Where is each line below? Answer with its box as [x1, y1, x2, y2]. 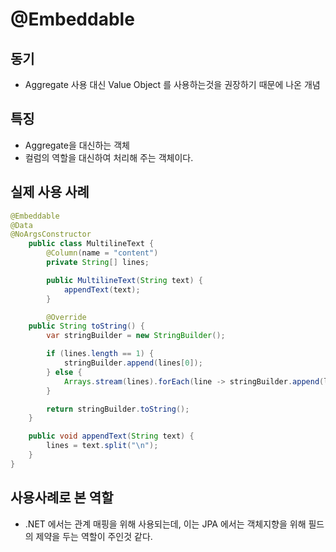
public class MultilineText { [28, 239, 155, 249]
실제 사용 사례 [10, 184, 90, 201]
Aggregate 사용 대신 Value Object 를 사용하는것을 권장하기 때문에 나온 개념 [24, 79, 321, 90]
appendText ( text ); [63, 284, 141, 295]
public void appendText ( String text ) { [28, 431, 195, 442]
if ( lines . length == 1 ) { [46, 349, 155, 359]
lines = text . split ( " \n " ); [46, 441, 159, 451]
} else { [46, 367, 83, 377]
